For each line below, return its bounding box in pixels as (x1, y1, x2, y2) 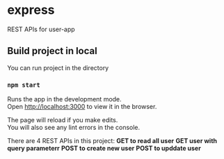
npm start (7, 81, 40, 89)
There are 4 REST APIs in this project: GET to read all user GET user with (7, 137, 218, 145)
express (7, 2, 55, 18)
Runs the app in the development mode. (7, 95, 122, 103)
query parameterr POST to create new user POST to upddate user (7, 144, 202, 153)
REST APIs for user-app (7, 25, 75, 33)
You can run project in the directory (7, 63, 109, 72)
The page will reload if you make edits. (7, 116, 118, 124)
